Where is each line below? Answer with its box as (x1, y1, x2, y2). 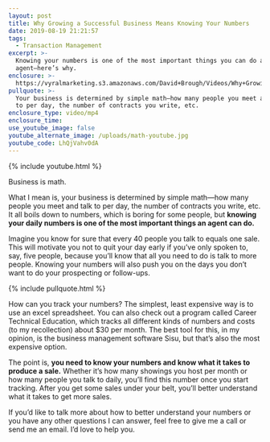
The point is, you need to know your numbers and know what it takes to (8, 357, 251, 367)
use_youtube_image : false (8, 124, 95, 132)
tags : (8, 34, 27, 43)
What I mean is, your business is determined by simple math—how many (8, 192, 249, 202)
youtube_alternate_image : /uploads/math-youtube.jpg (8, 131, 189, 139)
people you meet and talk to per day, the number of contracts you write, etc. (8, 200, 261, 210)
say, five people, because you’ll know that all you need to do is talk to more (8, 250, 257, 260)
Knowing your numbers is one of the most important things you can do (15, 57, 257, 65)
